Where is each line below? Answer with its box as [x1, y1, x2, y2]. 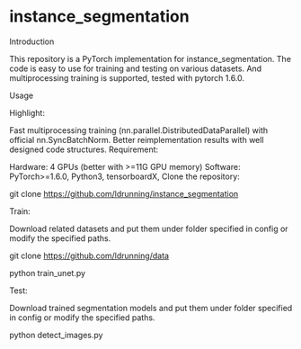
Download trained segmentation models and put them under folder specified [9, 302, 293, 313]
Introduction [9, 36, 55, 47]
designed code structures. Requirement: [9, 144, 159, 155]
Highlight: [9, 107, 45, 118]
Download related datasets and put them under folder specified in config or [9, 223, 289, 234]
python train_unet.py [9, 267, 86, 278]
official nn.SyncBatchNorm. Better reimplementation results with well [9, 134, 264, 145]
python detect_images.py [9, 329, 103, 340]
